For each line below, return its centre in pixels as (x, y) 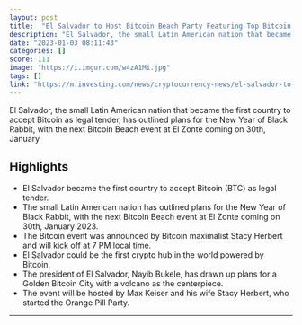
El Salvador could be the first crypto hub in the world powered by (143, 255)
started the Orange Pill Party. (76, 303)
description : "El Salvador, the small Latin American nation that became (151, 34)
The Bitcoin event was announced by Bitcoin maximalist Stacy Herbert (152, 236)
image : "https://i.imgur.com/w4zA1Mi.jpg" (90, 68)
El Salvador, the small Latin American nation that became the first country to (150, 110)
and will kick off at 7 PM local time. (87, 246)
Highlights (39, 167)
